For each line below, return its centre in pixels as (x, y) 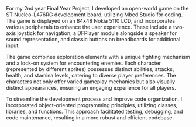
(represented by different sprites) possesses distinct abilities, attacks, (90, 69)
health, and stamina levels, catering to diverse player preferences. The (91, 75)
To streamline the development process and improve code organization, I (94, 99)
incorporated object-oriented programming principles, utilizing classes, (92, 105)
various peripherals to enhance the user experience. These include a (89, 27)
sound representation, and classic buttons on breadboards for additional (93, 39)
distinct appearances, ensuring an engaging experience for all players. (91, 88)
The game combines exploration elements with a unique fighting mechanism (98, 57)
